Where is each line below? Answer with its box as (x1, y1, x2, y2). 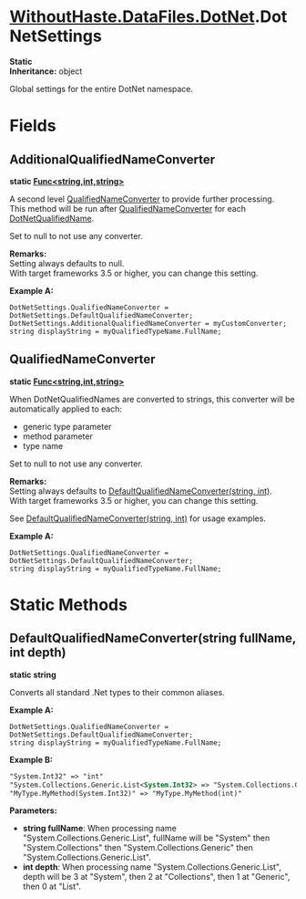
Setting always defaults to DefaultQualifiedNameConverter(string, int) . (9, 486, 273, 497)
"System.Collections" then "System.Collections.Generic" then (22, 842, 253, 853)
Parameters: (9, 805, 57, 816)
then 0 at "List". (22, 881, 82, 892)
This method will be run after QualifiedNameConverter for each (9, 203, 246, 214)
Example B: (9, 754, 53, 765)
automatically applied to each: (9, 403, 123, 414)
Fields (9, 116, 56, 136)
